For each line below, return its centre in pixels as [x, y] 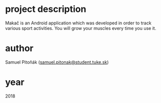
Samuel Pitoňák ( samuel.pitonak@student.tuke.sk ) [57, 62]
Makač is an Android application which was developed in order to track [78, 23]
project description [46, 9]
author [19, 49]
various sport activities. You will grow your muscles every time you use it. [81, 28]
